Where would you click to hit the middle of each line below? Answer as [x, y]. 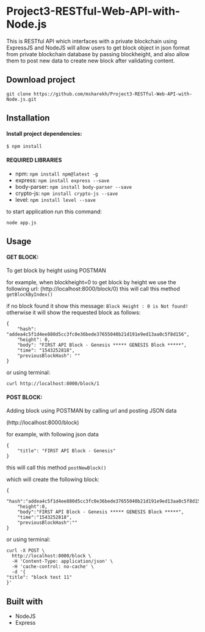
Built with [25, 601]
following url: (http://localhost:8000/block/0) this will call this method [93, 289]
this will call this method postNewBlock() [56, 468]
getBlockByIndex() [30, 295]
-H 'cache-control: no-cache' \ [53, 567]
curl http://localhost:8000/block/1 [53, 384]
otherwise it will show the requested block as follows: [74, 312]
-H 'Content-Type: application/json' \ [63, 561]
